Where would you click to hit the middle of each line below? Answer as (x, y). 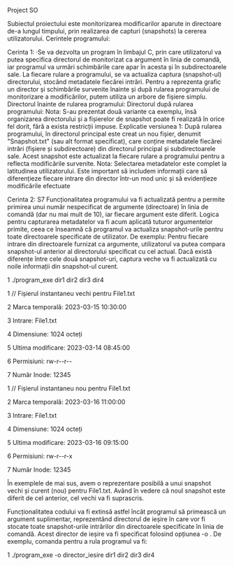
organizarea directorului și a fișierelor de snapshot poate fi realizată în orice (116, 119)
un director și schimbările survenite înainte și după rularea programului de (114, 89)
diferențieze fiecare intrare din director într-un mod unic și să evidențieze (112, 178)
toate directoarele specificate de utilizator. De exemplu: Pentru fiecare (108, 236)
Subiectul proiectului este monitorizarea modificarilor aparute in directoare (115, 23)
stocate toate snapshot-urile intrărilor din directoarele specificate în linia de (115, 526)
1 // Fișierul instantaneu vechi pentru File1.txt (71, 293)
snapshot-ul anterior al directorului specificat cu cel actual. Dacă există (110, 252)
